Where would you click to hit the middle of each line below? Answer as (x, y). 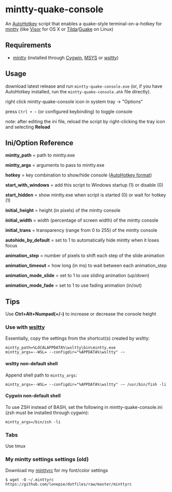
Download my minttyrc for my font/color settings (57, 470)
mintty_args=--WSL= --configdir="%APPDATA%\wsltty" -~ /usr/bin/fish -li (86, 384)
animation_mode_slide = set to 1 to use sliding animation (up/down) (78, 275)
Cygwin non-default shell (33, 396)
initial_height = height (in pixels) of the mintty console (63, 210)
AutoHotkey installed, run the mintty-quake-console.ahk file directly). (78, 91)
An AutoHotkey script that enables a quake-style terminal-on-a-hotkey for (84, 24)
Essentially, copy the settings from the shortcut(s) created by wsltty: (78, 338)
